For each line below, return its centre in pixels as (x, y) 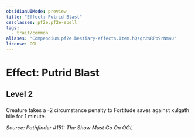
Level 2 (20, 94)
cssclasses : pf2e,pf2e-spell (42, 22)
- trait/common (30, 33)
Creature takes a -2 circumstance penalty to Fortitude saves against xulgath (97, 110)
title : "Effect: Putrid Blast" (44, 17)
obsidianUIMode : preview (36, 11)
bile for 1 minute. (26, 117)
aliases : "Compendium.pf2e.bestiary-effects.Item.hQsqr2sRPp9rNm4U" (91, 38)
